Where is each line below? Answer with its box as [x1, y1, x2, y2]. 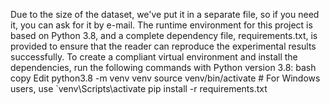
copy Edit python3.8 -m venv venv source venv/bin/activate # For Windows [10, 72, 321, 84]
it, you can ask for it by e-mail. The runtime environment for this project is [10, 19, 313, 31]
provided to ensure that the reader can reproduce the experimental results [10, 40, 317, 52]
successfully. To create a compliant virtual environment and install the [10, 51, 298, 63]
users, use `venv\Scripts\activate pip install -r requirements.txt [10, 83, 268, 94]
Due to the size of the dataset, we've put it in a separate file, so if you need [10, 9, 320, 20]
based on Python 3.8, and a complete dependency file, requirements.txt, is [10, 30, 318, 41]
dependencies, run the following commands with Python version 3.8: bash [10, 62, 317, 73]
